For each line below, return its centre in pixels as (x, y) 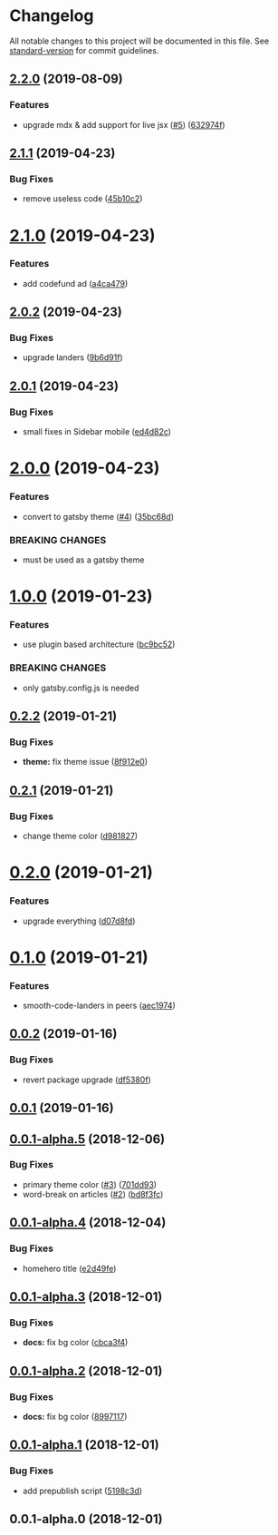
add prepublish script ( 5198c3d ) (82, 1491)
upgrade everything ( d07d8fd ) (79, 921)
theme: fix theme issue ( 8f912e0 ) (85, 762)
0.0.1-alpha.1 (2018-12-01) (85, 1445)
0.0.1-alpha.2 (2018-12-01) (86, 1371)
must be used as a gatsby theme (83, 560)
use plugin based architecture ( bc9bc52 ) (99, 644)
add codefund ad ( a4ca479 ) (75, 283)
